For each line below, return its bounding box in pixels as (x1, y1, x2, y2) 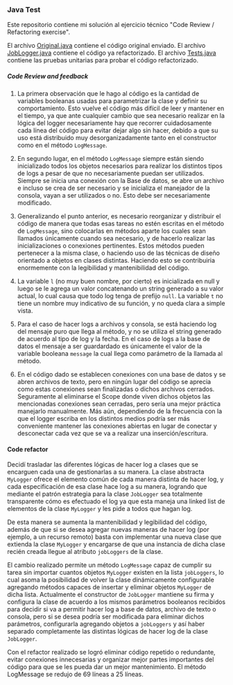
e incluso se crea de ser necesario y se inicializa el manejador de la (17, 184, 210, 192)
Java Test (7, 5, 41, 15)
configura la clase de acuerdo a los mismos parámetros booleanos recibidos (7, 598, 226, 606)
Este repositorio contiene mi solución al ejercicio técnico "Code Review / (7, 21, 215, 29)
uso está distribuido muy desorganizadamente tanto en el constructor (17, 134, 217, 142)
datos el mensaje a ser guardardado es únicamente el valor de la (17, 342, 202, 351)
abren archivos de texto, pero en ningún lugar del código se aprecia (17, 378, 212, 386)
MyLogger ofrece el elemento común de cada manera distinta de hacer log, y (7, 475, 224, 483)
